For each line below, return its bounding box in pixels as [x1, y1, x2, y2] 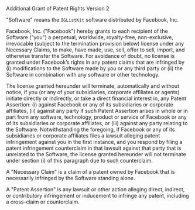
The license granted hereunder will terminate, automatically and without [6, 82, 180, 89]
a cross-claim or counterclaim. [6, 198, 80, 205]
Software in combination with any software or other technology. [6, 71, 160, 78]
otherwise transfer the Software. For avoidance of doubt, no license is [6, 53, 175, 59]
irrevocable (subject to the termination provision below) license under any [6, 40, 184, 47]
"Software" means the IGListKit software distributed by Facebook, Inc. [6, 16, 179, 23]
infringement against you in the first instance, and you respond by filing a [6, 139, 183, 145]
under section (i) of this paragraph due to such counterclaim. [6, 157, 153, 164]
